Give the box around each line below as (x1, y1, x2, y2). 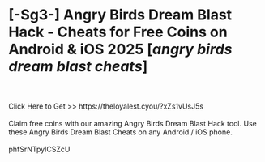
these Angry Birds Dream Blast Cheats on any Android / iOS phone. (8, 127, 233, 137)
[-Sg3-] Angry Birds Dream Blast (8, 6, 233, 24)
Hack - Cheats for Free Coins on (8, 23, 229, 41)
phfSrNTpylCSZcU (8, 144, 71, 154)
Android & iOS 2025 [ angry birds (8, 40, 233, 58)
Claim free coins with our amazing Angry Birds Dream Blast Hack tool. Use (8, 118, 257, 128)
